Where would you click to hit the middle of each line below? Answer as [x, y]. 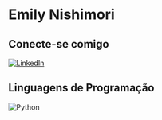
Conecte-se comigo [59, 44]
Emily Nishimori [61, 15]
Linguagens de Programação [81, 88]
